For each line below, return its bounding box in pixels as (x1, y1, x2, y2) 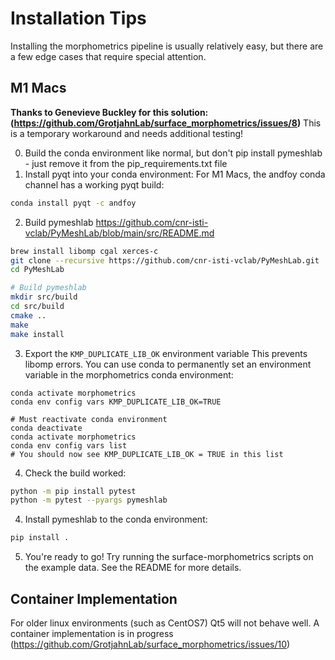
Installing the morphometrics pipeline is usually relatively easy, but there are (10, 40, 324, 52)
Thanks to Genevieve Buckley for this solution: (10, 106, 209, 118)
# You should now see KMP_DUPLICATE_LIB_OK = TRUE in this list (10, 449, 284, 459)
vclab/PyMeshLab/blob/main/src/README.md (24, 227, 215, 239)
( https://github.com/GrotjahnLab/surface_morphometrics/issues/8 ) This (10, 117, 322, 129)
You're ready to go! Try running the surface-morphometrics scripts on (24, 551, 314, 563)
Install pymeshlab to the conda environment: (24, 513, 208, 526)
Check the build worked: (24, 467, 127, 479)
